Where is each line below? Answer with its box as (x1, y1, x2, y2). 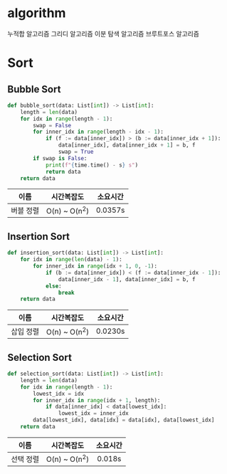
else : (45, 283, 62, 290)
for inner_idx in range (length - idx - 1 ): (33, 128, 164, 136)
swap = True (58, 148, 94, 156)
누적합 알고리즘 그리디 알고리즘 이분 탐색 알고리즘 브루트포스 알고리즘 (7, 29, 199, 38)
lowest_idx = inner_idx (58, 410, 130, 417)
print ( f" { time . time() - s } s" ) (45, 162, 139, 169)
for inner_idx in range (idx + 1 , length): (33, 396, 161, 404)
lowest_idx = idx (33, 390, 84, 397)
